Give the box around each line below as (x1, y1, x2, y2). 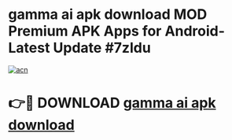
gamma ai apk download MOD (8, 6, 208, 24)
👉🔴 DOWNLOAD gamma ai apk (8, 94, 216, 112)
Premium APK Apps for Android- (8, 22, 226, 40)
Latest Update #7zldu (8, 39, 151, 57)
